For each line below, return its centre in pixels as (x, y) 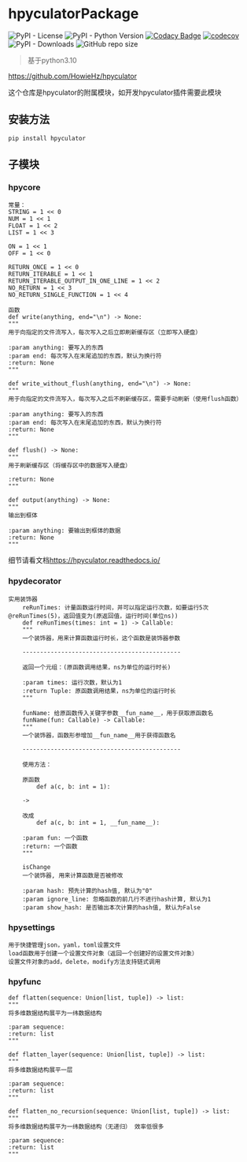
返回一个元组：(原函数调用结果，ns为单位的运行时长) (97, 667)
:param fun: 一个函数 (55, 838)
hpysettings (31, 927)
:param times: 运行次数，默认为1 (72, 682)
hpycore (24, 188)
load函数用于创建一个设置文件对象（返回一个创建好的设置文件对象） (103, 954)
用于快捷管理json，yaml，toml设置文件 (65, 945)
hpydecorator (35, 581)
